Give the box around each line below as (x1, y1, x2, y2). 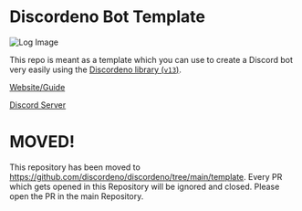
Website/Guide (9, 81, 66, 92)
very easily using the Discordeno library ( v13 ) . (9, 64, 182, 75)
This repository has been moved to (9, 162, 141, 173)
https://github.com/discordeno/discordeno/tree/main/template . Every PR (9, 171, 283, 182)
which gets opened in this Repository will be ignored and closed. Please (9, 181, 280, 192)
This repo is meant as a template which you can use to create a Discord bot (9, 54, 294, 65)
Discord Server (9, 99, 67, 111)
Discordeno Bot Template (9, 6, 205, 27)
